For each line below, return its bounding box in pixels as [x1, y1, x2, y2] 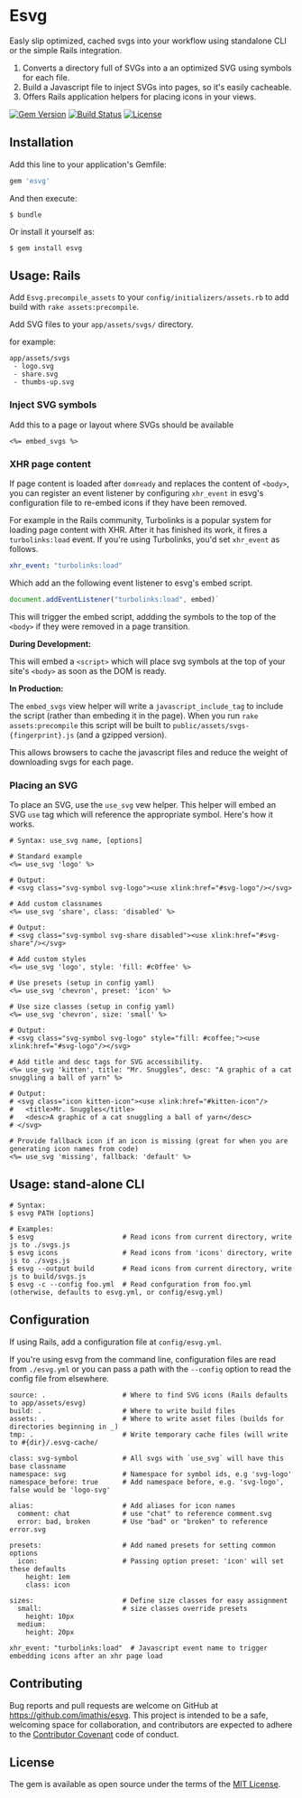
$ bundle [9, 210, 42, 220]
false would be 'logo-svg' [9, 1485, 111, 1494]
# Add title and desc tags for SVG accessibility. [9, 1058, 204, 1067]
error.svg [9, 1524, 47, 1534]
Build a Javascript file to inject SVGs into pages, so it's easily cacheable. [22, 81, 292, 92]
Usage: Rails [9, 268, 81, 284]
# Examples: [9, 1224, 54, 1233]
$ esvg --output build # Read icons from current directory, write [9, 1264, 293, 1273]
